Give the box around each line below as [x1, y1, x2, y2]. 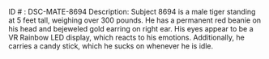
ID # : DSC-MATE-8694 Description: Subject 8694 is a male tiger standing [8, 7, 256, 16]
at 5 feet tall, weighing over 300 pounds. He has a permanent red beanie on [8, 15, 262, 25]
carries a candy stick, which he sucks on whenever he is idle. [8, 41, 213, 51]
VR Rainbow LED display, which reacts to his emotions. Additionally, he [8, 32, 245, 42]
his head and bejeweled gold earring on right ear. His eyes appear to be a [8, 24, 254, 33]
